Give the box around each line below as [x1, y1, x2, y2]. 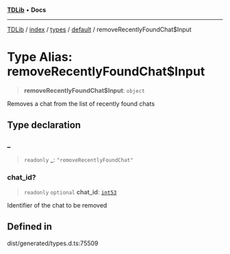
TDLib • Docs [7, 6, 47, 14]
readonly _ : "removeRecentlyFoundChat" [23, 155, 133, 163]
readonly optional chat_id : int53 [23, 188, 117, 196]
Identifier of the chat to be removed [7, 201, 107, 209]
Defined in [7, 221, 53, 233]
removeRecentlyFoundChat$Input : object [23, 86, 145, 94]
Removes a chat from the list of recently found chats [7, 99, 155, 108]
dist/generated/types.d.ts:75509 [7, 239, 99, 247]
